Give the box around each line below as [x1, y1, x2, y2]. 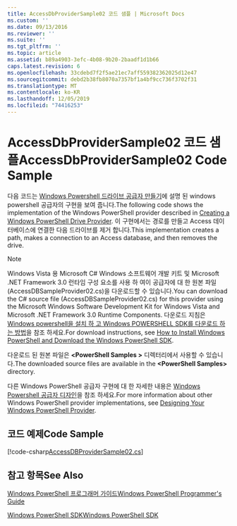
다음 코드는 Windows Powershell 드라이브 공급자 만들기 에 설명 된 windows [7, 192, 217, 200]
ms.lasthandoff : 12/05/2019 [7, 96, 90, 103]
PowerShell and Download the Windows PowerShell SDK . [7, 336, 174, 344]
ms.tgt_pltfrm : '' [7, 43, 61, 50]
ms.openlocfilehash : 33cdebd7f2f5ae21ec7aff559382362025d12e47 [7, 69, 197, 76]
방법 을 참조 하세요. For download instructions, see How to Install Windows [14, 328, 226, 337]
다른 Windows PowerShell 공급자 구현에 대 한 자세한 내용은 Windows [7, 382, 201, 390]
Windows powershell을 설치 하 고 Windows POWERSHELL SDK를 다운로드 [7, 319, 219, 327]
